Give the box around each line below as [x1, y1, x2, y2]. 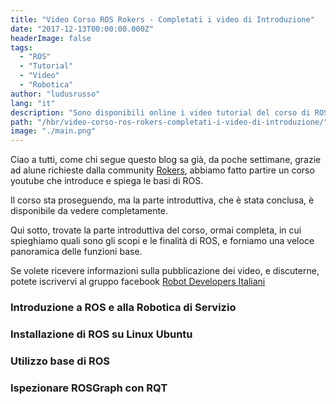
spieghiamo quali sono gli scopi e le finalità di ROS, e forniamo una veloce [10, 235, 315, 247]
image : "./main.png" [10, 126, 97, 136]
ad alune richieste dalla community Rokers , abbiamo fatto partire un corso [10, 164, 315, 176]
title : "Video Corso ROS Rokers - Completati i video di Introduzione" [10, 14, 315, 25]
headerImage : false [10, 33, 92, 43]
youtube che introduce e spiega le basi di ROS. [10, 175, 204, 187]
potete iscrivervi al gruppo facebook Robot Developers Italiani [10, 276, 266, 288]
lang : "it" [10, 98, 56, 108]
